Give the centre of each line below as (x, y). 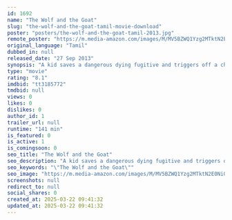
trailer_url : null (33, 122)
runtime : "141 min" (35, 129)
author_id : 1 (26, 116)
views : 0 (20, 97)
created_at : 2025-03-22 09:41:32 (55, 200)
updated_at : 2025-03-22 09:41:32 (55, 206)
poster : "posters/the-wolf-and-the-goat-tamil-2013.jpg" (91, 33)
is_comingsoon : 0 (32, 148)
